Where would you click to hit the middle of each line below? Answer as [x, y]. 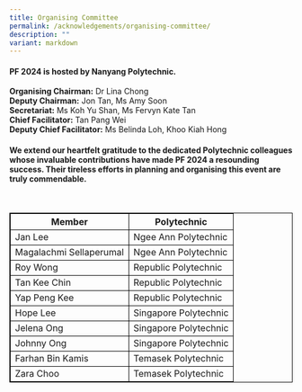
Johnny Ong [41, 343]
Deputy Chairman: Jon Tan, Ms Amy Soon [89, 101]
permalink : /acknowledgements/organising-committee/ [110, 26]
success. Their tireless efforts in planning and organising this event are [145, 169]
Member [69, 221]
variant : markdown [44, 43]
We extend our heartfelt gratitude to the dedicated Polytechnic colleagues [151, 150]
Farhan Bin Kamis [52, 358]
